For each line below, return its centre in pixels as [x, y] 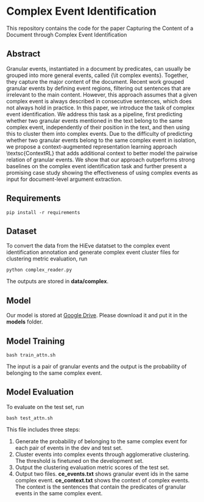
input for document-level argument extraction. [64, 179]
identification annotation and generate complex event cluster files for [93, 253]
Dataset [22, 231]
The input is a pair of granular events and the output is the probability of [97, 366]
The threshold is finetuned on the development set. [79, 460]
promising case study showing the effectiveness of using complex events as [102, 172]
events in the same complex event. [59, 493]
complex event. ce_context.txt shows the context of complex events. [102, 480]
